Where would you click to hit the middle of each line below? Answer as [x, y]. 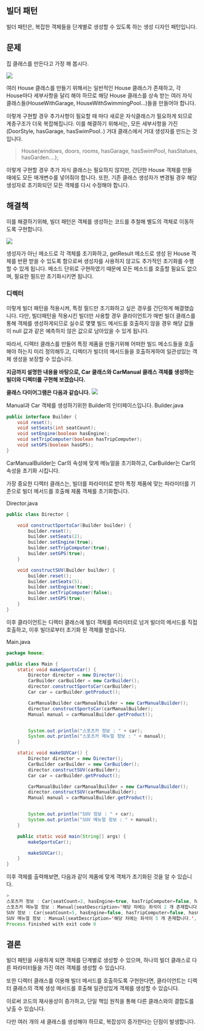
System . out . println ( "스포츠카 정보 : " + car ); [86, 731]
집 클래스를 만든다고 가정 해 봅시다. [48, 63]
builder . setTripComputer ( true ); [69, 548]
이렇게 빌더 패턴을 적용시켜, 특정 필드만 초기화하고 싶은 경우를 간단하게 [90, 308]
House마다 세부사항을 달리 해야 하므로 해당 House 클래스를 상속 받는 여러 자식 [99, 95]
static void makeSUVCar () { [53, 753]
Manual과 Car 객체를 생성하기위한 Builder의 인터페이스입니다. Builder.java [95, 405]
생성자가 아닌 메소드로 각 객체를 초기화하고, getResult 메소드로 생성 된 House [98, 253]
